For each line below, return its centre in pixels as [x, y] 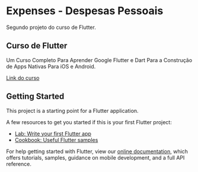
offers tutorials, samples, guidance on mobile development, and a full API [95, 157]
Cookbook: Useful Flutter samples [56, 139]
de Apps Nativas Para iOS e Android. [51, 66]
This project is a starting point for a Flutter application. [72, 111]
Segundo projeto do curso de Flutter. [51, 27]
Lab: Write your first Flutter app [53, 134]
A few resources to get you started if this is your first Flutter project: [89, 122]
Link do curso [23, 77]
